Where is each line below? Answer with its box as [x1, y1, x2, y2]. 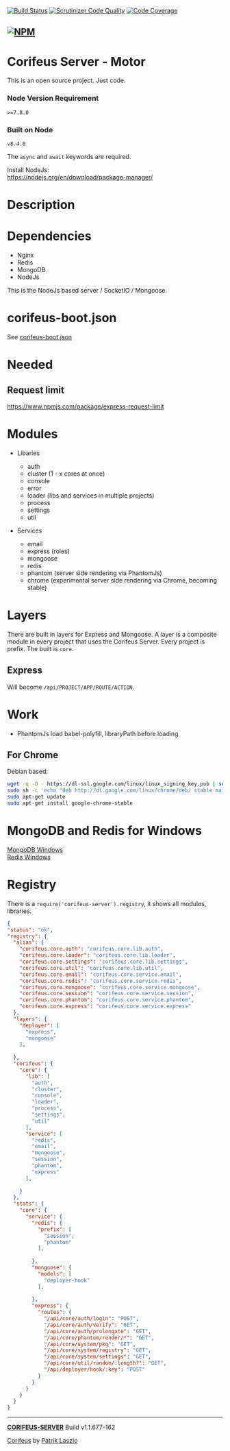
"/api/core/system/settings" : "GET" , [43, 1354, 152, 1361]
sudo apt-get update [7, 794, 66, 801]
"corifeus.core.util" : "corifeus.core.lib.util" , [19, 964, 164, 971]
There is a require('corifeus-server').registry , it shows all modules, [7, 899, 207, 907]
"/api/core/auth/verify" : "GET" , [43, 1321, 139, 1328]
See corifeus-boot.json [7, 332, 72, 341]
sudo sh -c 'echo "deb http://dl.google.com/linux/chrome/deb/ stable [7, 787, 213, 794]
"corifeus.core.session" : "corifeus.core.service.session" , [19, 990, 194, 997]
